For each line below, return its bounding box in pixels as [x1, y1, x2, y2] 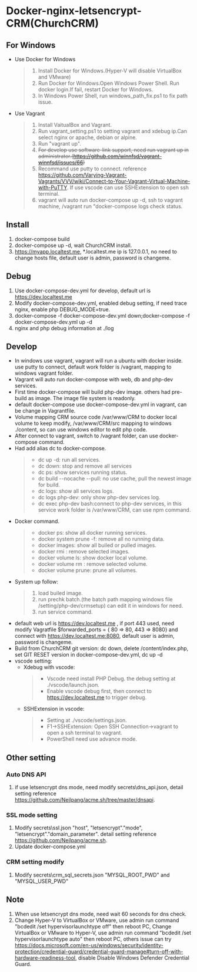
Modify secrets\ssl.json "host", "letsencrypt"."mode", [14, 824, 143, 832]
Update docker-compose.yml [14, 843, 86, 850]
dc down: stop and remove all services [38, 463, 132, 470]
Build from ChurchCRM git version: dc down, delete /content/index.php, [14, 645, 189, 652]
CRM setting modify [6, 858, 65, 866]
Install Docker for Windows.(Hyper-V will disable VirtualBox [38, 67, 182, 74]
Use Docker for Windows [14, 56, 76, 62]
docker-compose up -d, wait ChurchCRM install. [14, 242, 132, 249]
